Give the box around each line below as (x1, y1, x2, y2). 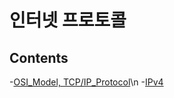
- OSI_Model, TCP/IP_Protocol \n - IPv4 (9, 76, 164, 88)
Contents (9, 49, 69, 66)
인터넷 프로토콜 (9, 9, 127, 32)
